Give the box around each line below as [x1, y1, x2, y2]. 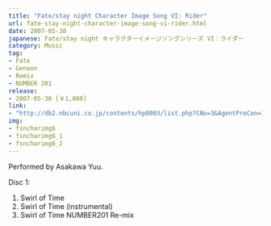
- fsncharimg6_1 [8, 132, 63, 140]
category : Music [8, 42, 63, 50]
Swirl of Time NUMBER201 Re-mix [19, 210, 135, 220]
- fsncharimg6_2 [8, 139, 63, 148]
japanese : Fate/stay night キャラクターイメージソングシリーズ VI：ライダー [8, 34, 244, 43]
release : [8, 86, 38, 95]
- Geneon [8, 65, 38, 73]
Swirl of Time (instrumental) [19, 201, 113, 211]
